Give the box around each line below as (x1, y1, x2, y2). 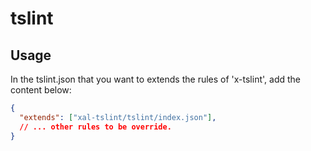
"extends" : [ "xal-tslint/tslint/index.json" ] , (19, 112, 217, 122)
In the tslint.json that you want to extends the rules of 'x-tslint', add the (10, 73, 301, 85)
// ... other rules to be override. (19, 122, 172, 132)
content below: (10, 84, 72, 96)
